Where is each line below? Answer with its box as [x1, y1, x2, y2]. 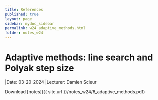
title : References [5, 7, 43, 12]
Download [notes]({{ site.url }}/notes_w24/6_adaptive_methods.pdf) [5, 88, 145, 95]
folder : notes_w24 [5, 30, 43, 35]
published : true [5, 12, 39, 17]
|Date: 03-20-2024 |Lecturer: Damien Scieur [5, 79, 97, 85]
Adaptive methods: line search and [5, 52, 153, 63]
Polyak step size [5, 63, 74, 74]
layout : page [5, 16, 32, 21]
